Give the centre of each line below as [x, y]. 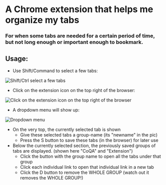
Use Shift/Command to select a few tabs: [55, 71]
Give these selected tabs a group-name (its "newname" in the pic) [89, 134]
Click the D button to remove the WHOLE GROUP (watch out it [85, 172]
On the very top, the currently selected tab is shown [67, 129]
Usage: [17, 58]
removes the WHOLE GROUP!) [52, 177]
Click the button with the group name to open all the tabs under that [91, 156]
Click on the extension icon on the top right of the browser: [74, 90]
